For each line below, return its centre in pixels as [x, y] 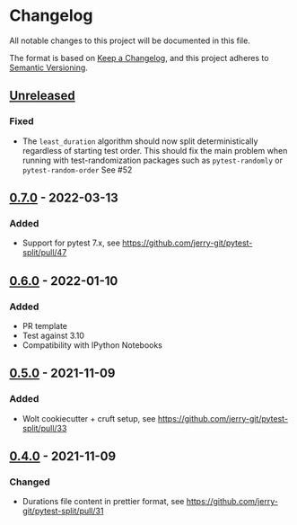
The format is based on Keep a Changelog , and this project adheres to [139, 58]
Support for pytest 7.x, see [71, 243]
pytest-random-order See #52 [77, 169]
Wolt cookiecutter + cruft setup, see [89, 418]
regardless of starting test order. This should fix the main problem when [155, 150]
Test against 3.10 [53, 335]
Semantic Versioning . [48, 67]
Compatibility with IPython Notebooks [92, 345]
